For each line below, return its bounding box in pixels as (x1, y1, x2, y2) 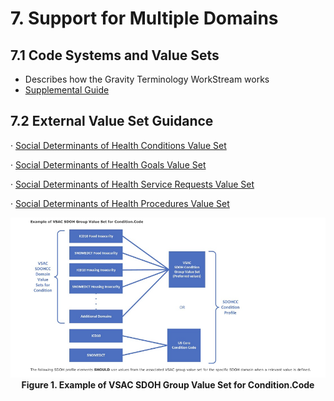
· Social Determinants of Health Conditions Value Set (10, 139, 227, 151)
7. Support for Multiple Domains (10, 7, 279, 30)
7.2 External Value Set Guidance (10, 113, 214, 130)
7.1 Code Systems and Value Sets (10, 47, 220, 64)
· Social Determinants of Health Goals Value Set (10, 158, 207, 171)
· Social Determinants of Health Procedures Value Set (10, 197, 230, 209)
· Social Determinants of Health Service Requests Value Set (10, 178, 255, 190)
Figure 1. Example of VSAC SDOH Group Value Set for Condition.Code (21, 379, 315, 391)
